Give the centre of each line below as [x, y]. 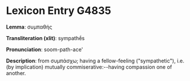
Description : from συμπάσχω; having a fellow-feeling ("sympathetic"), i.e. [95, 61]
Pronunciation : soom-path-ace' [45, 49]
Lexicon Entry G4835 [59, 11]
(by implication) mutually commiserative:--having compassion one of [89, 67]
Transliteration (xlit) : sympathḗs [45, 38]
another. [16, 73]
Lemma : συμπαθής [29, 27]
